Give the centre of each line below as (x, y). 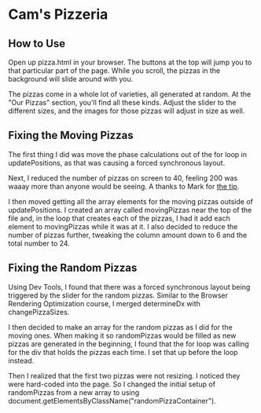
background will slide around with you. (71, 79)
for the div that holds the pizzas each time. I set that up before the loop (123, 352)
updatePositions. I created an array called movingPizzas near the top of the (130, 210)
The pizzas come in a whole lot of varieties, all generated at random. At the (130, 94)
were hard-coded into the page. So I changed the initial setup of (112, 384)
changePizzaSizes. (39, 312)
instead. (21, 360)
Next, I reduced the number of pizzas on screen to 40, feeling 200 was (123, 177)
